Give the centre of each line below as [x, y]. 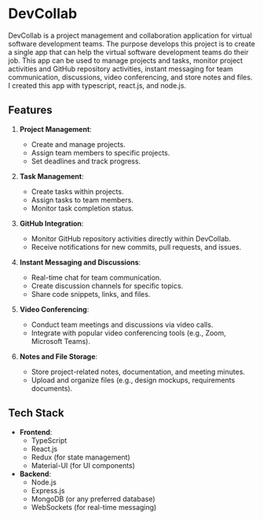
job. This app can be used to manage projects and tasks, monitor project [126, 60]
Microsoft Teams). [60, 341]
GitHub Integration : [51, 223]
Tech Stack [36, 413]
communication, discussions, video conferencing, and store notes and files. [130, 77]
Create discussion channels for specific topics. [107, 286]
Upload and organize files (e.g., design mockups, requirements [133, 380]
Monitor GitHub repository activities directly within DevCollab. [131, 238]
